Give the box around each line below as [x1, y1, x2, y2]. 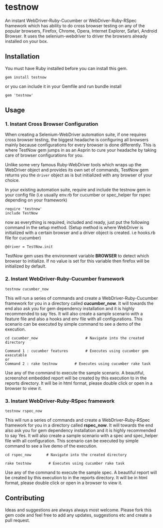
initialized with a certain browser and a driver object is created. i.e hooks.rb [5, 230, 156, 235]
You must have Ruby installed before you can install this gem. [5, 65, 128, 71]
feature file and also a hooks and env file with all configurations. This [5, 316, 143, 322]
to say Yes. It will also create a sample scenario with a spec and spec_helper [5, 433, 158, 439]
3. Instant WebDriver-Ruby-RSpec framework [5, 397, 115, 404]
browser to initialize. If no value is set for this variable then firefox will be [5, 258, 149, 264]
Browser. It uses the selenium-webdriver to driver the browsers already [5, 33, 147, 39]
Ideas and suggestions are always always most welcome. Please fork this [5, 507, 152, 513]
